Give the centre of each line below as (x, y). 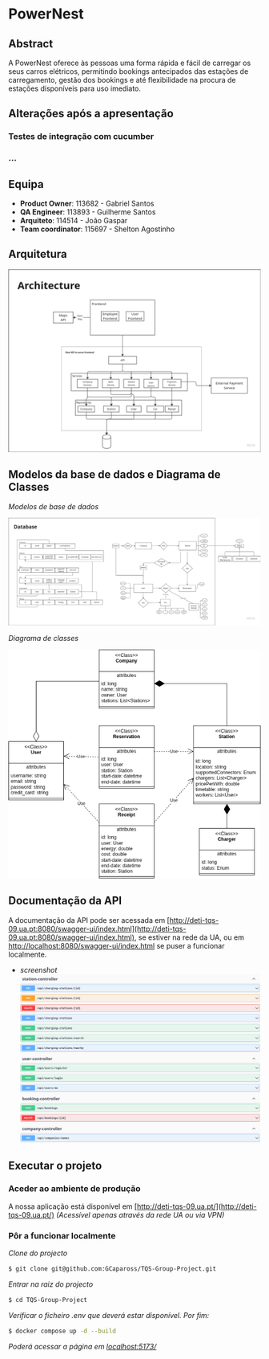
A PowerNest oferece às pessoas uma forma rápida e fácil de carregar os (130, 63)
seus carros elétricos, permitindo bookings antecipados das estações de (128, 71)
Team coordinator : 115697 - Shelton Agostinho (97, 229)
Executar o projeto (55, 1166)
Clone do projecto (38, 1253)
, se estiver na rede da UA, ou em (189, 937)
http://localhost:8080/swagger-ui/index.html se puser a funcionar (116, 945)
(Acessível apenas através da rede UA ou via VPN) (140, 1214)
